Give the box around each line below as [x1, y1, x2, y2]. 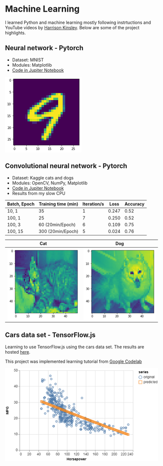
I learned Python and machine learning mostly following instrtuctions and [5, 19, 151, 25]
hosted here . [5, 349, 31, 355]
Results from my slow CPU [12, 190, 65, 196]
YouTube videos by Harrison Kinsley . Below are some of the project [5, 24, 140, 30]
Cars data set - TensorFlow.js [5, 331, 96, 339]
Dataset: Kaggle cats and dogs [12, 175, 74, 180]
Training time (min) [38, 201, 79, 207]
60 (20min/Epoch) [38, 221, 76, 227]
